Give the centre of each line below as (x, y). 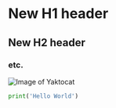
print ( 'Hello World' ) (43, 96)
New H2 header (47, 43)
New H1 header (58, 14)
